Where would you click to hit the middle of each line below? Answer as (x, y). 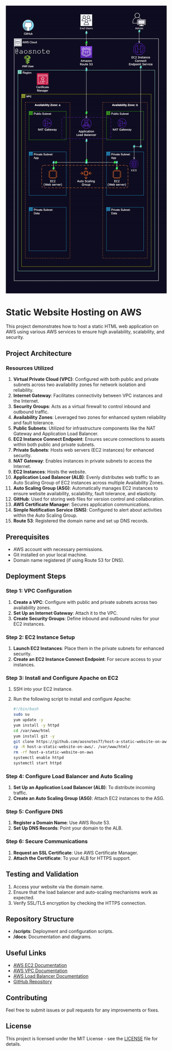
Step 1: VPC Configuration (39, 591)
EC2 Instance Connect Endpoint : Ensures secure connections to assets (89, 439)
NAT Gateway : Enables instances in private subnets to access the (82, 461)
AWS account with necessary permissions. (58, 549)
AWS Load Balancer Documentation (51, 976)
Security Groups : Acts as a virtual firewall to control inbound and (82, 407)
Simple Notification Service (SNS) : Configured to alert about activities (88, 510)
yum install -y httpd (36, 725)
